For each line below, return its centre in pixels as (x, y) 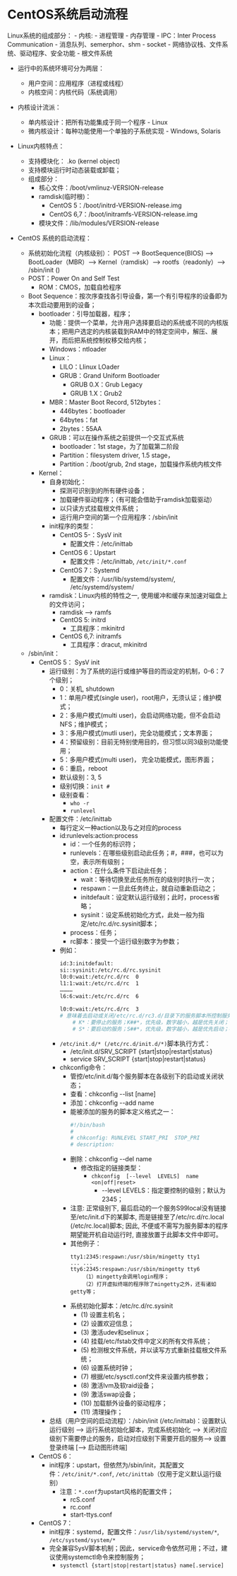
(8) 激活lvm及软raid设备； (119, 1386)
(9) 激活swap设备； (109, 1394)
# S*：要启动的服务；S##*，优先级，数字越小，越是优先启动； (151, 1029)
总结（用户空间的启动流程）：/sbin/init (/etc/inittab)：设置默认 (138, 1421)
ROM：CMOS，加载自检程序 (80, 287)
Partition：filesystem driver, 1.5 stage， (117, 455)
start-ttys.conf (91, 1514)
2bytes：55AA (81, 428)
